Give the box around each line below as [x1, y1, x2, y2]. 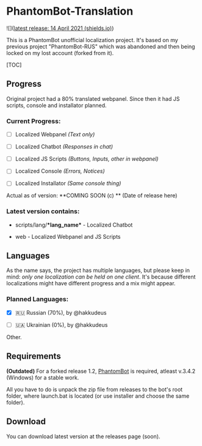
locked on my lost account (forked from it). [6, 49, 114, 56]
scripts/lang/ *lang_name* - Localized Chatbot [15, 221, 133, 228]
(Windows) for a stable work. [6, 374, 79, 381]
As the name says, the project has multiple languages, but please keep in [6, 267, 190, 274]
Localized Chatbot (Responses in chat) [15, 143, 114, 150]
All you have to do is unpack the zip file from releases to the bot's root [6, 386, 183, 393]
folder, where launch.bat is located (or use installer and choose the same [6, 392, 190, 400]
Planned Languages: [6, 295, 69, 304]
